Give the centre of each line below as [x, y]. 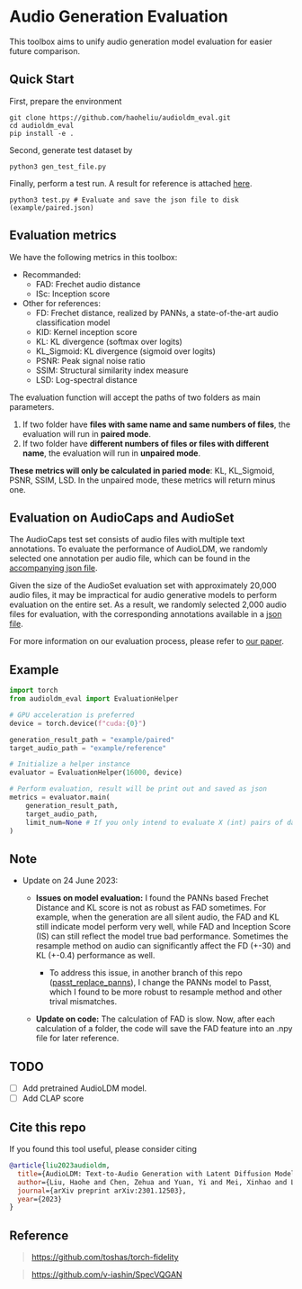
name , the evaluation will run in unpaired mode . [111, 453]
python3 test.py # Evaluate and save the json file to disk [124, 200]
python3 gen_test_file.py [58, 167]
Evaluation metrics [63, 236]
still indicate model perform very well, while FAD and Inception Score [163, 927]
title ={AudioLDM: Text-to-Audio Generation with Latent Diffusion [144, 1174]
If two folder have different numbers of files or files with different [146, 443]
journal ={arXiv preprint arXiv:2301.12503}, [102, 1191]
